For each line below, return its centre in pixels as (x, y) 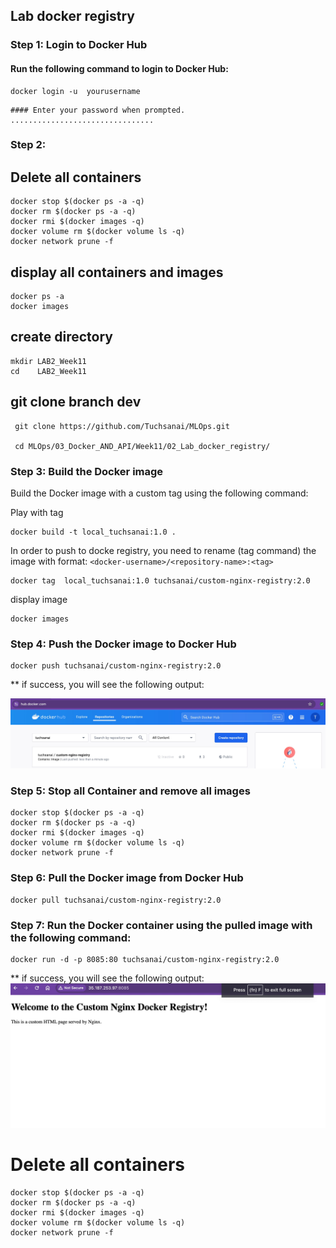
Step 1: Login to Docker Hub (79, 45)
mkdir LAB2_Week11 (48, 361)
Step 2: (28, 145)
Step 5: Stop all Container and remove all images (130, 791)
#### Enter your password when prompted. (98, 110)
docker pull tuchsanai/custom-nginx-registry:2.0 (116, 900)
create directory (61, 337)
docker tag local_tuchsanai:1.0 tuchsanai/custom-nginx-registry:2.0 (160, 580)
